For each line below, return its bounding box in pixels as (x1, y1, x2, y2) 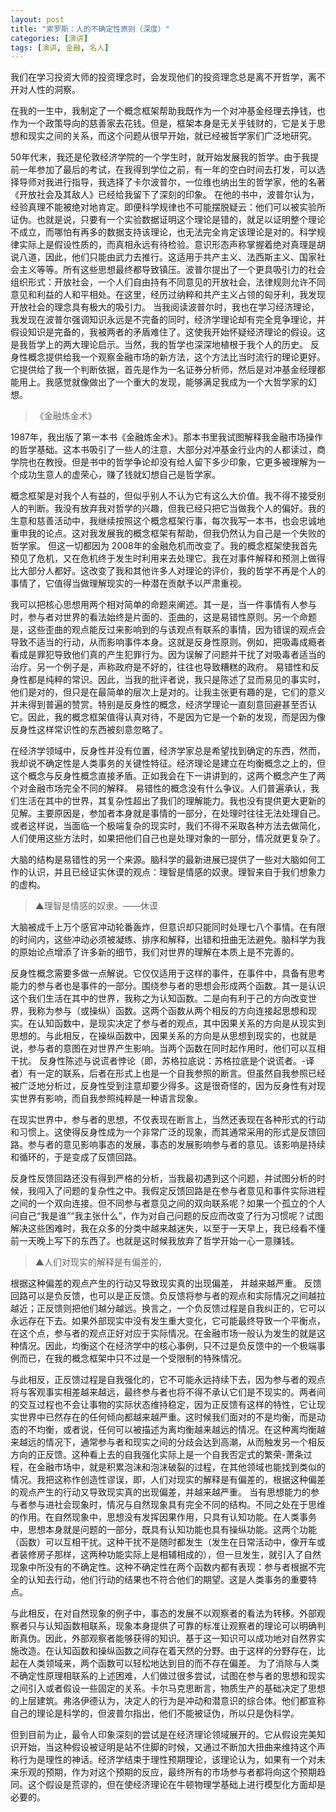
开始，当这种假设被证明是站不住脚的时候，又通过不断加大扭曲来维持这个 (18, 1741, 317, 1753)
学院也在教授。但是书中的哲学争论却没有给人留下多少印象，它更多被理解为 (10, 456, 317, 468)
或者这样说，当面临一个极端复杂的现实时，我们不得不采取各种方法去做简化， (10, 820, 326, 832)
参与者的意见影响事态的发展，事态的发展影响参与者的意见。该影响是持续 (27, 1139, 326, 1151)
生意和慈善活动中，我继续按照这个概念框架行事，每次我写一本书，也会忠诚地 (10, 515, 326, 527)
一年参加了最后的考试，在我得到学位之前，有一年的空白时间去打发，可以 (18, 164, 317, 176)
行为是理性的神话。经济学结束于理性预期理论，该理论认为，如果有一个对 (18, 1754, 317, 1766)
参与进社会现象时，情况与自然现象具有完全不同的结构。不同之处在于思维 (27, 1499, 326, 1511)
